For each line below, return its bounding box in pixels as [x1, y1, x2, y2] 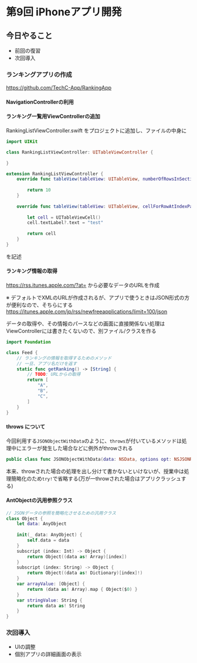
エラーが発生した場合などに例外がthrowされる [21, 444, 133, 451]
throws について [6, 423, 46, 430]
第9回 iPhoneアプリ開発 [6, 5, 122, 19]
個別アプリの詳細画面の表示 [14, 650, 82, 657]
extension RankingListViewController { [6, 171, 104, 176]
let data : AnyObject [16, 521, 67, 527]
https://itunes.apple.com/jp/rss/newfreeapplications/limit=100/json [6, 308, 168, 315]
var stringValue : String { [16, 597, 83, 603]
